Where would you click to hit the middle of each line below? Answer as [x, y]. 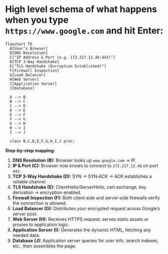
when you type [37, 20]
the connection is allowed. [39, 203]
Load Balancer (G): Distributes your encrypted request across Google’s [86, 208]
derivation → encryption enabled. [47, 192]
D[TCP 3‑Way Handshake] [34, 61]
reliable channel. [29, 181]
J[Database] [22, 88]
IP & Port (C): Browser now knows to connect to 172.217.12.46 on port [85, 165]
